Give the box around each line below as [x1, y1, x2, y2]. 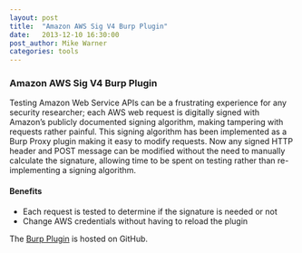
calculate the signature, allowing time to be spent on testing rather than [9, 155, 276, 166]
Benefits [9, 186, 43, 197]
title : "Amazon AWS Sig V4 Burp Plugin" [9, 22, 169, 31]
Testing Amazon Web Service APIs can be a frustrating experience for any [9, 97, 287, 109]
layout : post [9, 13, 59, 23]
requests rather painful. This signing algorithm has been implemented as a [9, 126, 287, 137]
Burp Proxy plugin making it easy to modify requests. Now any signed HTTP [9, 136, 293, 147]
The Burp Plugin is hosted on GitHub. [9, 233, 148, 244]
